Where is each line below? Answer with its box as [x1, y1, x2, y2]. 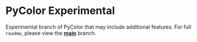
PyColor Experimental [5, 4, 116, 17]
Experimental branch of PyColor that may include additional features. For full [5, 23, 192, 30]
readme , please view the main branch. [5, 29, 97, 36]
